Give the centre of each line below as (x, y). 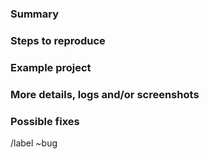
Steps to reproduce (58, 40)
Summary (35, 14)
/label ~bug (34, 143)
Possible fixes (45, 121)
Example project (51, 67)
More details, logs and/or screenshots (105, 94)
